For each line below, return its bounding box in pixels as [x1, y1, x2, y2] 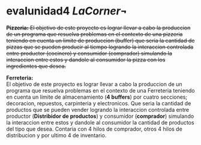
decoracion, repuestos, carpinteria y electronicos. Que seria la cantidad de [6, 99, 191, 106]
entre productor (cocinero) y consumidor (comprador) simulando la [6, 49, 173, 57]
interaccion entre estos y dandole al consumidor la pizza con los [6, 56, 166, 63]
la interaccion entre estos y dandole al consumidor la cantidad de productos [6, 119, 194, 126]
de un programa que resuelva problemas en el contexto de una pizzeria [6, 30, 183, 37]
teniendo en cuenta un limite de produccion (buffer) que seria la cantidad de [6, 37, 195, 44]
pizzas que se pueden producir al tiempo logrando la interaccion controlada [6, 43, 194, 51]
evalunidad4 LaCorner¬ [6, 4, 128, 18]
